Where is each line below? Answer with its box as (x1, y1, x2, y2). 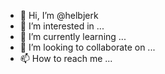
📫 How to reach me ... (19, 53, 113, 64)
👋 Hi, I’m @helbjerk (19, 10, 99, 21)
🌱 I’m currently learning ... (19, 31, 127, 42)
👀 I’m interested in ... (19, 20, 105, 32)
